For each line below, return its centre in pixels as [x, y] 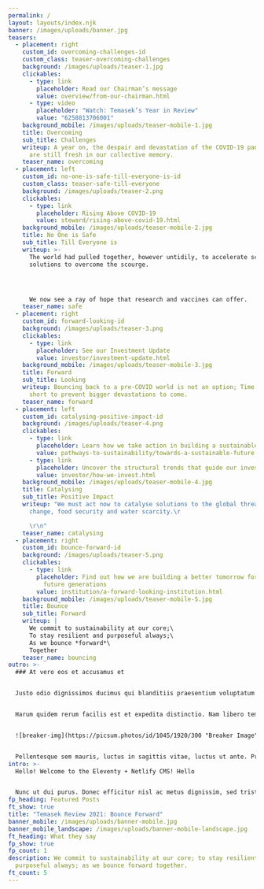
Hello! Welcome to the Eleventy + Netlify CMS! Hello [105, 771]
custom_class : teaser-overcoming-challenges [96, 60]
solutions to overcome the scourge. [89, 265]
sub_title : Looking [54, 380]
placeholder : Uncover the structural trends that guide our [137, 468]
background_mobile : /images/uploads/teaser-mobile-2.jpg [117, 228]
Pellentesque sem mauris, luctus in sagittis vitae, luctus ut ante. [131, 757]
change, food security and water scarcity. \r [104, 511]
